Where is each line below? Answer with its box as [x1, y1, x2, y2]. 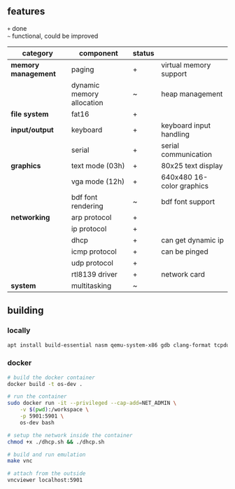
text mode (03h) [71, 160, 125, 170]
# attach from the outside [7, 470, 86, 477]
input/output [10, 125, 54, 135]
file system [10, 109, 49, 118]
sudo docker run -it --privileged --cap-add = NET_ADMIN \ [7, 399, 177, 407]
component [79, 48, 119, 58]
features [7, 6, 45, 18]
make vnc [7, 457, 33, 464]
